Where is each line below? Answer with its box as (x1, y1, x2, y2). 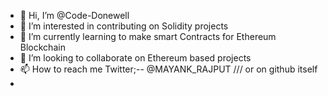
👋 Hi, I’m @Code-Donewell (19, 10, 130, 21)
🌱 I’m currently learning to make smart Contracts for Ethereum (19, 31, 277, 42)
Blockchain (19, 41, 66, 53)
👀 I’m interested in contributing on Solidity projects (19, 20, 229, 32)
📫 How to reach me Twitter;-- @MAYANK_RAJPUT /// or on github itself (19, 63, 318, 75)
